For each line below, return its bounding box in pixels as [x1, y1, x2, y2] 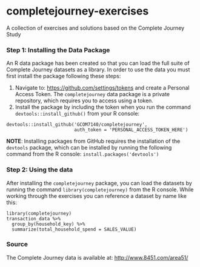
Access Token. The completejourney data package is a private [15, 91, 170, 98]
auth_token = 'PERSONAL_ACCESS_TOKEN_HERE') [73, 127, 188, 133]
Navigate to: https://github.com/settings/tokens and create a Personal [15, 84, 190, 91]
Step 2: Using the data [6, 165, 73, 174]
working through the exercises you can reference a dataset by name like [6, 192, 187, 199]
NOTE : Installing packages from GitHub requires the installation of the [6, 137, 181, 145]
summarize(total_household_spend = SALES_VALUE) [12, 226, 137, 232]
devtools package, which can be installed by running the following [6, 144, 172, 151]
